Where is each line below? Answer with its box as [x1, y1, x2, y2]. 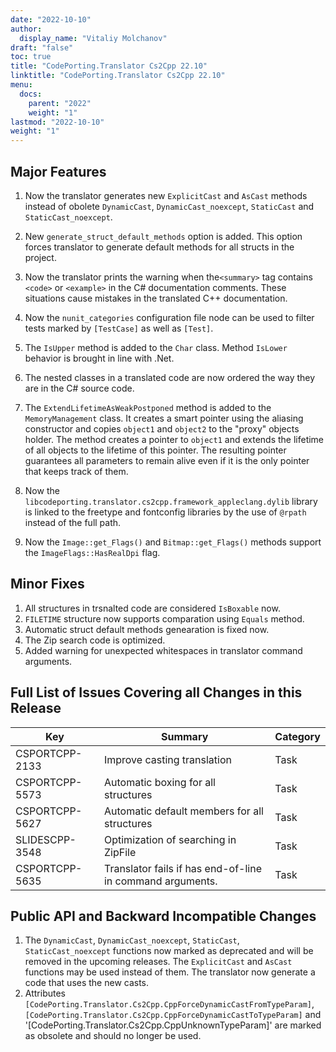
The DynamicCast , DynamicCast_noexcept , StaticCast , [24, 934, 240, 946]
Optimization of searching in [103, 832, 237, 846]
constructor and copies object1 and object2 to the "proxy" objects [24, 422, 300, 435]
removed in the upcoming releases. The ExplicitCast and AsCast [24, 956, 293, 968]
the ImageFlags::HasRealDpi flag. [24, 546, 161, 558]
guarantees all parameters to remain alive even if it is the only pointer [24, 454, 310, 466]
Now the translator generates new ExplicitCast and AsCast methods [24, 189, 308, 201]
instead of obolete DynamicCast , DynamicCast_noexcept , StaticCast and [24, 200, 315, 212]
